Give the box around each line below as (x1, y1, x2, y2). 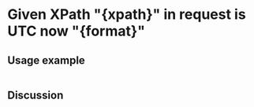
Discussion (7, 89, 64, 102)
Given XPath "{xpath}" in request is (7, 6, 246, 24)
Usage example (7, 53, 86, 67)
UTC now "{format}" (7, 22, 145, 40)
